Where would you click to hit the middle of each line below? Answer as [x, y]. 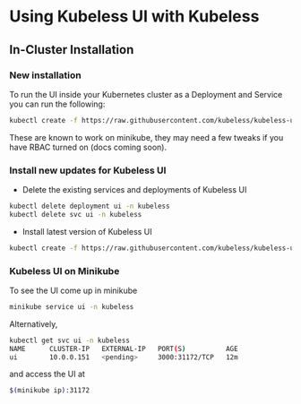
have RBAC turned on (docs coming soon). [88, 147]
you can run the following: [57, 104]
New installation [46, 75]
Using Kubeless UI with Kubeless [134, 17]
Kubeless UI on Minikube [64, 271]
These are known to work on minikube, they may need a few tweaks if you [146, 137]
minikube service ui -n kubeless [72, 306]
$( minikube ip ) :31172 [50, 391]
